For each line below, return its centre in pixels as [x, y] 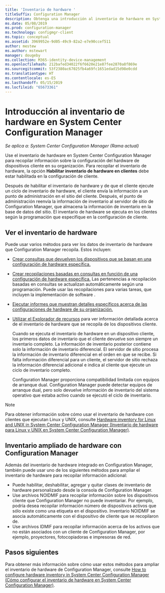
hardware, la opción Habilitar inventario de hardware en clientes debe [77, 171]
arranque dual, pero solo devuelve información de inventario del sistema [85, 390]
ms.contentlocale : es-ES [30, 78]
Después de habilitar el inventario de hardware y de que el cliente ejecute [80, 186]
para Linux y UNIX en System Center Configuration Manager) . [68, 430]
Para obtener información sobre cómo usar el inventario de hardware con [79, 414]
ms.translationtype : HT [29, 74]
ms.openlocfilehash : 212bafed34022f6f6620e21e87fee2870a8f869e [71, 64]
